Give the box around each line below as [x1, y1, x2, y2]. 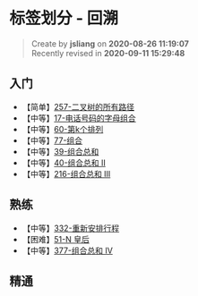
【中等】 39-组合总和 [22, 146, 99, 156]
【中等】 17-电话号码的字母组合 [22, 113, 136, 123]
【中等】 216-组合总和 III [22, 168, 111, 179]
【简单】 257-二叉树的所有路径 [22, 101, 135, 112]
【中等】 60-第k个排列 [22, 123, 104, 134]
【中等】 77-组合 [22, 135, 83, 146]
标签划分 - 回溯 [9, 8, 119, 29]
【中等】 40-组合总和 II [22, 157, 106, 168]
